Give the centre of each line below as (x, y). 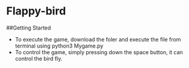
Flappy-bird (36, 11)
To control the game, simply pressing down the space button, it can (99, 52)
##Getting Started (29, 28)
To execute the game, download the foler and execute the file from (98, 39)
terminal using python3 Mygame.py (59, 46)
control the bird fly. (39, 58)
